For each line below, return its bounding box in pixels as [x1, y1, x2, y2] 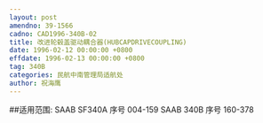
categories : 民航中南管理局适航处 [9, 71, 124, 80]
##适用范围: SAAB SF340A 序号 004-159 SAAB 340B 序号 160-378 [9, 104, 255, 115]
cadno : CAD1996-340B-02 [9, 29, 98, 38]
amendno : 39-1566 [9, 21, 74, 30]
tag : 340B [9, 63, 46, 72]
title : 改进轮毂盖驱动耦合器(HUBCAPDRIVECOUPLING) [9, 37, 187, 47]
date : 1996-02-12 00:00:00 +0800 [9, 46, 133, 55]
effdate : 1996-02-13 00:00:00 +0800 [9, 54, 145, 63]
